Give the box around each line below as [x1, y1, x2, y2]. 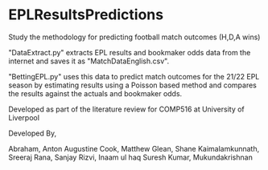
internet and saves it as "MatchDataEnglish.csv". [8, 56, 170, 66]
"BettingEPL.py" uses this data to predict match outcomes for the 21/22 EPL [8, 71, 260, 81]
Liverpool [8, 112, 40, 122]
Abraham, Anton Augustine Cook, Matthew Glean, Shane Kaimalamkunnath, [8, 144, 260, 153]
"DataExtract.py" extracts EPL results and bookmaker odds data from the [8, 47, 251, 57]
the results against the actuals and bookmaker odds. [8, 88, 183, 98]
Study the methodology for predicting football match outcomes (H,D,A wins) [8, 32, 261, 42]
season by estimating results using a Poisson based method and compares [8, 80, 258, 90]
